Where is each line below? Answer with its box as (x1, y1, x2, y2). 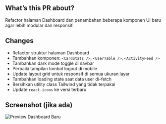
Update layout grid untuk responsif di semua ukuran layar (12, 71, 130, 77)
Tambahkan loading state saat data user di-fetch (12, 76, 112, 82)
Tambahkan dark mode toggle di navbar (12, 60, 94, 66)
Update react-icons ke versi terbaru (12, 86, 87, 92)
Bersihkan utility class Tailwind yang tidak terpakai (12, 81, 115, 87)
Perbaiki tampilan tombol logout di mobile (12, 65, 98, 71)
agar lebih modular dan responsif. (5, 22, 74, 28)
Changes (5, 37, 34, 45)
